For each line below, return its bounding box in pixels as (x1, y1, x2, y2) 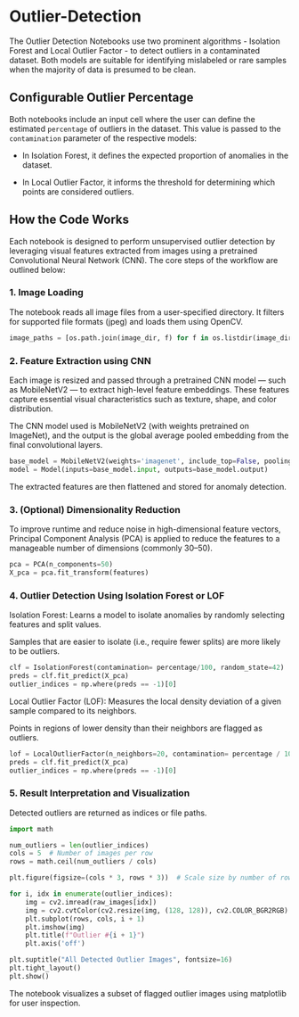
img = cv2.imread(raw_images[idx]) (25, 897, 158, 906)
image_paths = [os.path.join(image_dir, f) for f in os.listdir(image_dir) (9, 333, 296, 343)
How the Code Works (9, 212, 129, 227)
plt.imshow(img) (25, 922, 86, 931)
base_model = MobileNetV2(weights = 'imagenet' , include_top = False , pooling (9, 457, 293, 466)
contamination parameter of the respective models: (9, 132, 198, 144)
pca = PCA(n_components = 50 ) (9, 560, 114, 569)
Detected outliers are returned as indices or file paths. (9, 807, 207, 818)
